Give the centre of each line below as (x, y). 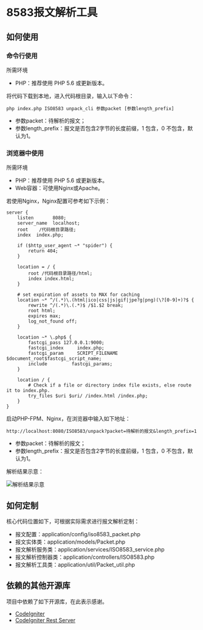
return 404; (43, 251)
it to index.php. (28, 391)
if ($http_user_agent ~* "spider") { (65, 246)
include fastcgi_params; (71, 364)
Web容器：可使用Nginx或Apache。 (59, 188)
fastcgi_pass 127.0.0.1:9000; (66, 343)
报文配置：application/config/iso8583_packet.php (78, 534)
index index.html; (51, 279)
